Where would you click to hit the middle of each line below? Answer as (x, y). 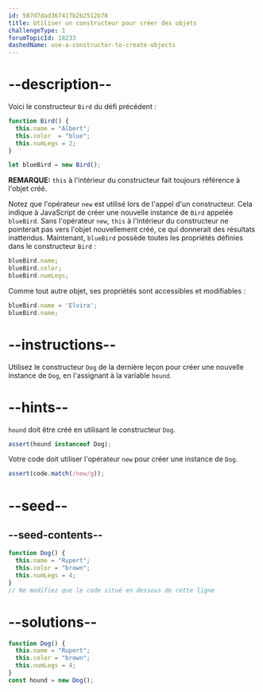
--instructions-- (62, 345)
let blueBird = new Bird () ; (55, 165)
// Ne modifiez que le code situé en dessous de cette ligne (112, 590)
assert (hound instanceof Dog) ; (60, 444)
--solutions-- (53, 622)
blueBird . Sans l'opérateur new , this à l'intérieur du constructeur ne (118, 221)
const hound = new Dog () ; (51, 680)
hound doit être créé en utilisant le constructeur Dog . (92, 430)
